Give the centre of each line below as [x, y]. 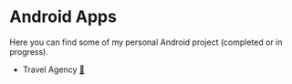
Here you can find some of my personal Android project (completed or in [146, 42]
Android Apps [63, 17]
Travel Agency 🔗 [53, 69]
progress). [29, 51]
